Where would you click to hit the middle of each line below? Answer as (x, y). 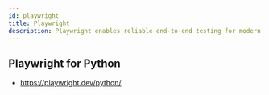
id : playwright (34, 16)
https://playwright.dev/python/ (71, 83)
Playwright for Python (64, 63)
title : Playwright (39, 23)
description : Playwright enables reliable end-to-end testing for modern (135, 31)
